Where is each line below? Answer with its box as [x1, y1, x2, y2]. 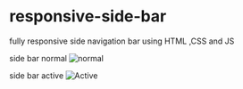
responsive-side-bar [9, 6, 167, 27]
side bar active [9, 69, 64, 81]
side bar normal [9, 53, 67, 63]
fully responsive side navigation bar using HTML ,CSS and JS [9, 36, 235, 46]
